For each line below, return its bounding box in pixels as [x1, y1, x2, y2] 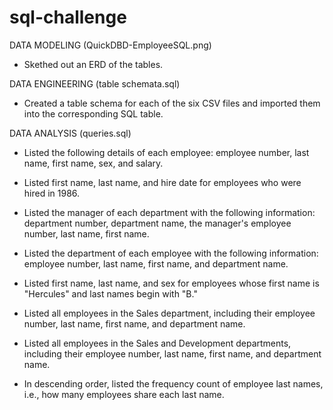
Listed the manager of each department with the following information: [23, 206, 316, 218]
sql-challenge [9, 6, 127, 29]
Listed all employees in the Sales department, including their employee [23, 307, 316, 319]
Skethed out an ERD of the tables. [23, 58, 164, 70]
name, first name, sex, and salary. [23, 157, 164, 169]
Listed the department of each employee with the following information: [23, 247, 319, 259]
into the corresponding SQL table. [23, 107, 164, 120]
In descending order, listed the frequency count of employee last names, [23, 377, 324, 390]
